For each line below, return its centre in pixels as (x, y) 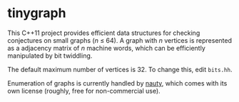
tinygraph (37, 13)
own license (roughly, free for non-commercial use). (84, 91)
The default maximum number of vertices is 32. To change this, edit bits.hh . (120, 69)
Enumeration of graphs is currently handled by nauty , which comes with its (117, 83)
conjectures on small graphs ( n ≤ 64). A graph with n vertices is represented (120, 40)
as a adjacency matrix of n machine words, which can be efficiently (106, 48)
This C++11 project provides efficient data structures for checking (104, 33)
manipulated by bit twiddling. (50, 56)
